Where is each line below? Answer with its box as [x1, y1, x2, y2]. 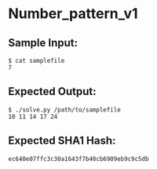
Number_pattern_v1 [8, 5, 139, 23]
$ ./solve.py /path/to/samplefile [8, 105, 122, 114]
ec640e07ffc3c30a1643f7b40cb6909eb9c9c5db [8, 155, 149, 163]
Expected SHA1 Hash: [8, 134, 116, 148]
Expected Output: [8, 85, 97, 98]
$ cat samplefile [8, 57, 65, 64]
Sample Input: [8, 36, 78, 50]
